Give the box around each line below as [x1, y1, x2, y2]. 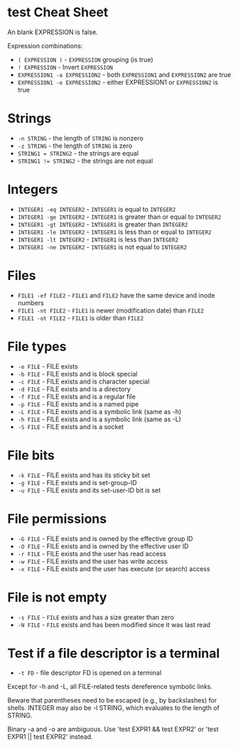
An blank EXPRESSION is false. [7, 28, 98, 36]
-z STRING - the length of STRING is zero [17, 141, 133, 150]
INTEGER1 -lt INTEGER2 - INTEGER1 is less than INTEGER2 [17, 235, 179, 244]
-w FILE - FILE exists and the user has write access [17, 557, 168, 565]
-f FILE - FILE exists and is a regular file [17, 392, 136, 401]
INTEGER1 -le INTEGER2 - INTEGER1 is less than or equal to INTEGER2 [17, 227, 212, 236]
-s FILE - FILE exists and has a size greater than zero [17, 612, 174, 622]
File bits [7, 447, 55, 463]
